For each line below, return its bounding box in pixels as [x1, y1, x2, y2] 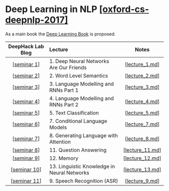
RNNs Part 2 [49, 101, 79, 108]
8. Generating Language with [49, 132, 118, 139]
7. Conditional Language [49, 117, 107, 124]
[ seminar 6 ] [12, 120, 40, 128]
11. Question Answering [49, 146, 107, 153]
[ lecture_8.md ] [125, 135, 160, 142]
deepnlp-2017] [5, 14, 68, 26]
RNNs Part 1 [49, 87, 79, 94]
